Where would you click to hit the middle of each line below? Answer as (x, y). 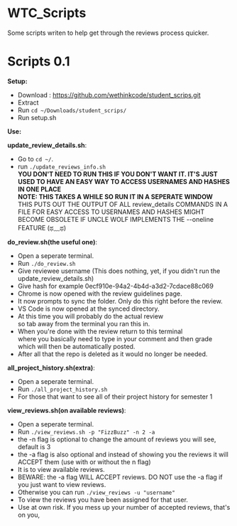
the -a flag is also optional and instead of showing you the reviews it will (123, 454)
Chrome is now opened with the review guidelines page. (100, 294)
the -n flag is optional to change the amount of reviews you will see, (117, 439)
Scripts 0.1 (39, 61)
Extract (28, 102)
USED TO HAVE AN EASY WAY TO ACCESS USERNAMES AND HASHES (124, 181)
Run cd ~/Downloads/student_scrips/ (72, 110)
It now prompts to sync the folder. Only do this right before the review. (120, 301)
